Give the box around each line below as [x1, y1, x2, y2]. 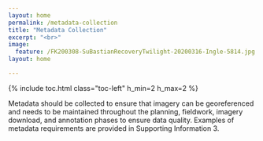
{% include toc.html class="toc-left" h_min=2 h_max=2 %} [8, 83, 199, 92]
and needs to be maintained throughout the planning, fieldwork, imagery [8, 107, 243, 116]
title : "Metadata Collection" [8, 26, 108, 34]
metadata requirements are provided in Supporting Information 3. [8, 123, 220, 133]
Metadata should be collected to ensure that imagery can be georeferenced [8, 99, 254, 108]
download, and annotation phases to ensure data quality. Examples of [8, 115, 235, 125]
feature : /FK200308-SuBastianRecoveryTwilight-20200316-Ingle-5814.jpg [15, 48, 256, 56]
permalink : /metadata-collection [8, 19, 118, 27]
